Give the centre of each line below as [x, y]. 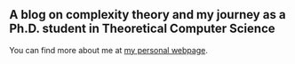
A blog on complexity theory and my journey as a [147, 15]
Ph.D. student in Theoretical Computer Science [142, 29]
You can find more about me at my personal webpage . [109, 50]
